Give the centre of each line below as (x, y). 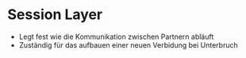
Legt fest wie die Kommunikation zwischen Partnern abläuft (116, 37)
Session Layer (55, 15)
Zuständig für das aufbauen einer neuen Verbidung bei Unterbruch (129, 44)
